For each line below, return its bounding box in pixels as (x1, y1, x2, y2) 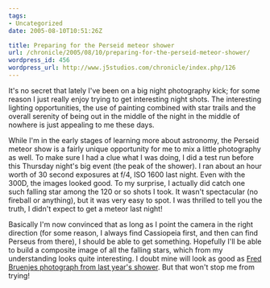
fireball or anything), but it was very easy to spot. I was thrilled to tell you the (8, 195, 263, 205)
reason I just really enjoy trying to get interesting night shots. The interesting (8, 94, 262, 104)
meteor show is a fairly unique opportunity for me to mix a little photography (8, 144, 262, 154)
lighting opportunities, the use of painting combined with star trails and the (8, 102, 256, 113)
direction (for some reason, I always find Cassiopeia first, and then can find (8, 228, 259, 237)
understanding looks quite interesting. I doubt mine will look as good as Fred (8, 253, 262, 263)
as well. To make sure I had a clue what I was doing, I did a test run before (8, 152, 254, 162)
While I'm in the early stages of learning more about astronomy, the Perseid (8, 135, 260, 145)
